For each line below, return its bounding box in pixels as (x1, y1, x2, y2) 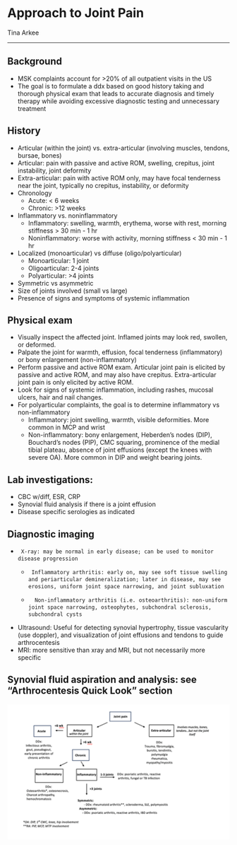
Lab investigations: (7, 474, 94, 486)
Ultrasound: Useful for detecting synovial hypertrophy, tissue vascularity (17, 624, 229, 631)
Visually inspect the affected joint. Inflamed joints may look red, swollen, (17, 333, 228, 342)
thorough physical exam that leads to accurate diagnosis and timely (17, 89, 214, 98)
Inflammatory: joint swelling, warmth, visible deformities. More (28, 416, 209, 424)
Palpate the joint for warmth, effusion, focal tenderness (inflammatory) (17, 348, 223, 356)
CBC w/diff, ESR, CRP (17, 493, 81, 501)
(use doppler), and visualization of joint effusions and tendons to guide (17, 631, 224, 639)
